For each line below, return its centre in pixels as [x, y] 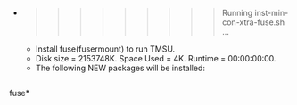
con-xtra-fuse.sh [253, 22]
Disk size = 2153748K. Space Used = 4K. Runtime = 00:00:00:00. [156, 58]
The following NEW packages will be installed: [120, 68]
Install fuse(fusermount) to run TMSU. [105, 49]
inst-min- [271, 13]
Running [237, 13]
